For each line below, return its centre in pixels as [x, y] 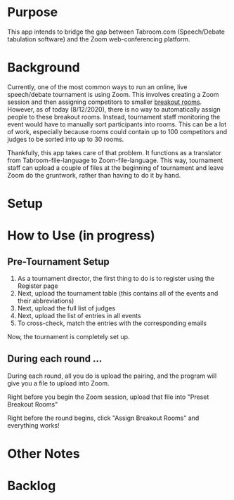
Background [44, 68]
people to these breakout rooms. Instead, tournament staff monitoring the [114, 117]
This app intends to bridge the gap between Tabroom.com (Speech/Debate [116, 32]
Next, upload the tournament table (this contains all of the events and [118, 294]
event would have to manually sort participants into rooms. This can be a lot [117, 124]
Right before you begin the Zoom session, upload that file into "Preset [108, 397]
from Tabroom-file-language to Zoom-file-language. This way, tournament [115, 160]
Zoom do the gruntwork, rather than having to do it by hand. [94, 175]
